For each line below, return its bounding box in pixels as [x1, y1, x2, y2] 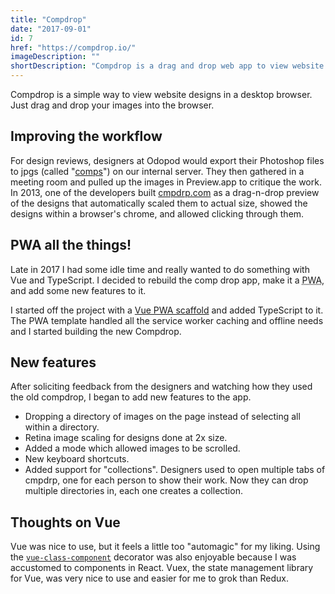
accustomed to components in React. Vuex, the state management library [10, 562, 314, 574]
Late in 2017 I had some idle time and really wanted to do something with [10, 263, 310, 275]
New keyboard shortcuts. [24, 453, 130, 465]
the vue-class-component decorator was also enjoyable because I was [10, 551, 297, 563]
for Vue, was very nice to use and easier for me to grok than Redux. [10, 572, 289, 585]
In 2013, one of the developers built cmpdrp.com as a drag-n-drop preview [10, 186, 320, 198]
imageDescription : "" [10, 52, 101, 62]
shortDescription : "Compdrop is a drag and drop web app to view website [10, 61, 325, 71]
